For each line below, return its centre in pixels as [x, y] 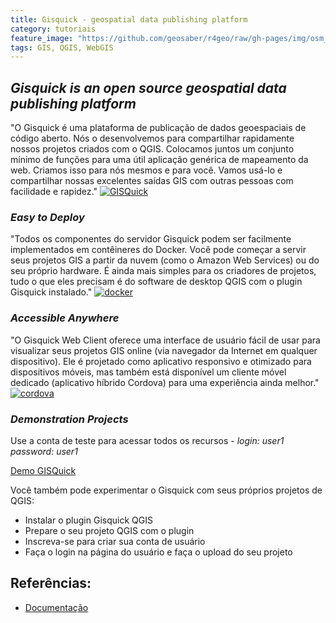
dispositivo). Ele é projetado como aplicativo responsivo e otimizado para [161, 361]
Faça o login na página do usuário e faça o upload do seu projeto [158, 552]
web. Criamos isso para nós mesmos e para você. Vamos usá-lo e [146, 170]
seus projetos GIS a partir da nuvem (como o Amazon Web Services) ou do [165, 260]
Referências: [51, 583]
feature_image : [42, 38]
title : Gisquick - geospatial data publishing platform [129, 19]
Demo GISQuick [43, 470]
